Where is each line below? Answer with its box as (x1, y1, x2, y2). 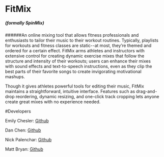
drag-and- (136, 89, 157, 94)
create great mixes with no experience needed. (5, 99, 101, 105)
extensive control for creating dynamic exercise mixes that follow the (5, 53, 145, 59)
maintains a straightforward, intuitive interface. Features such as (5, 89, 135, 94)
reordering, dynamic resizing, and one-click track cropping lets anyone (15, 94, 160, 100)
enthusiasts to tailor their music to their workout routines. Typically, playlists (5, 38, 159, 44)
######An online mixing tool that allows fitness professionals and (5, 32, 139, 38)
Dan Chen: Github (5, 127, 41, 133)
